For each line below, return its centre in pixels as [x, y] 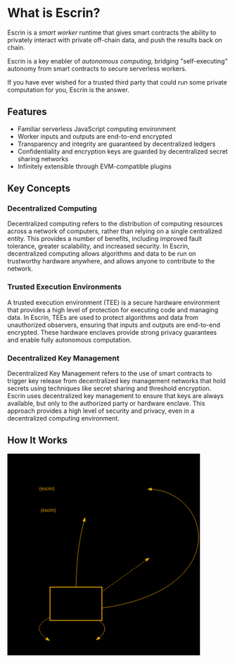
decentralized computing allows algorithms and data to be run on [102, 254]
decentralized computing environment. [63, 419]
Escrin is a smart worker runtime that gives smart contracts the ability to [112, 32]
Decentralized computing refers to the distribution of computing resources [115, 224]
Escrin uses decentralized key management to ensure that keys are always [115, 396]
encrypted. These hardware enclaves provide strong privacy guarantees [112, 332]
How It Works [38, 441]
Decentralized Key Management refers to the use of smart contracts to [110, 373]
